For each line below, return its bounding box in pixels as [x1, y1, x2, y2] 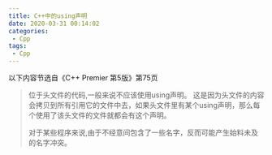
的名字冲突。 [28, 138, 71, 147]
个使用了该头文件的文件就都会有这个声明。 [28, 110, 171, 120]
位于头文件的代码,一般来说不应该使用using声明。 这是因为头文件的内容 [28, 90, 265, 100]
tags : [8, 42, 27, 50]
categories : [8, 27, 49, 35]
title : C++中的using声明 [8, 11, 88, 20]
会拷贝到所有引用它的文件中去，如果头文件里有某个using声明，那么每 [28, 101, 261, 110]
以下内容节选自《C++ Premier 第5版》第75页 [8, 73, 158, 82]
